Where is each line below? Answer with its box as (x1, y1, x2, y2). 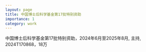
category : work (5, 21, 37, 26)
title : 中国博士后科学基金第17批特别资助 (5, 12, 81, 17)
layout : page (5, 7, 32, 12)
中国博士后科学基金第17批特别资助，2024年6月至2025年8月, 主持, (5, 35, 141, 41)
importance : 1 (5, 16, 35, 21)
